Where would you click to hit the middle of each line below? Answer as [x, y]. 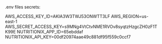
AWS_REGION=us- [130, 16]
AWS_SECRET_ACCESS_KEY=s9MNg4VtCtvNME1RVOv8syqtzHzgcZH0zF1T [81, 27]
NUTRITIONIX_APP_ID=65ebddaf [50, 32]
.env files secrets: [23, 7]
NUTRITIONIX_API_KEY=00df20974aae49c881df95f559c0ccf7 [68, 37]
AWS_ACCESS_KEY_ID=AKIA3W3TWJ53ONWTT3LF [57, 16]
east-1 [11, 22]
